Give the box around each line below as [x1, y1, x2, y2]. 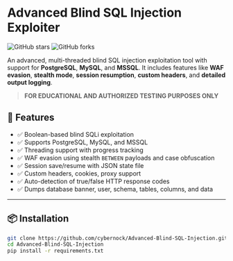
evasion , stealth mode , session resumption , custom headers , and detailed [7, 71, 226, 79]
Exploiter [7, 19, 60, 35]
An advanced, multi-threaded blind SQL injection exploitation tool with [7, 56, 207, 64]
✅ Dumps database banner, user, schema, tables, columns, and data [17, 185, 214, 193]
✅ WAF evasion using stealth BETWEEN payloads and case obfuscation [17, 153, 215, 162]
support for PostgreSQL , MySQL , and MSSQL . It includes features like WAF [7, 63, 224, 71]
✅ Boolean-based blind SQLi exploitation [17, 130, 134, 138]
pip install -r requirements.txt [7, 248, 104, 255]
